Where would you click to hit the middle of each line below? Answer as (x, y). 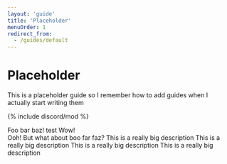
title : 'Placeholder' (39, 21)
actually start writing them (46, 103)
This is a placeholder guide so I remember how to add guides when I (108, 95)
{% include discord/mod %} (48, 116)
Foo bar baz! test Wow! (41, 130)
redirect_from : (30, 34)
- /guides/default (41, 40)
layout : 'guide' (31, 14)
